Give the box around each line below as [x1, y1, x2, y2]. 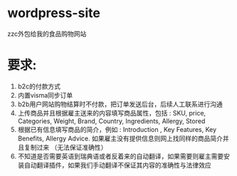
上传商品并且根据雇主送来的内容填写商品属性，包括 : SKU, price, [17, 108, 206, 117]
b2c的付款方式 [17, 82, 60, 90]
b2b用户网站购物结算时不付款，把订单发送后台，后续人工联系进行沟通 [17, 100, 223, 108]
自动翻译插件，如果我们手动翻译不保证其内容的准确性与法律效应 [23, 160, 211, 169]
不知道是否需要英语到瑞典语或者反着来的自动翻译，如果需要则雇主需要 [17, 152, 224, 160]
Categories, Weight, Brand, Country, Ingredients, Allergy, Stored [17, 116, 206, 125]
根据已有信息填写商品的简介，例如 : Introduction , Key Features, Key [17, 125, 217, 133]
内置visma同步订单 [17, 90, 73, 99]
